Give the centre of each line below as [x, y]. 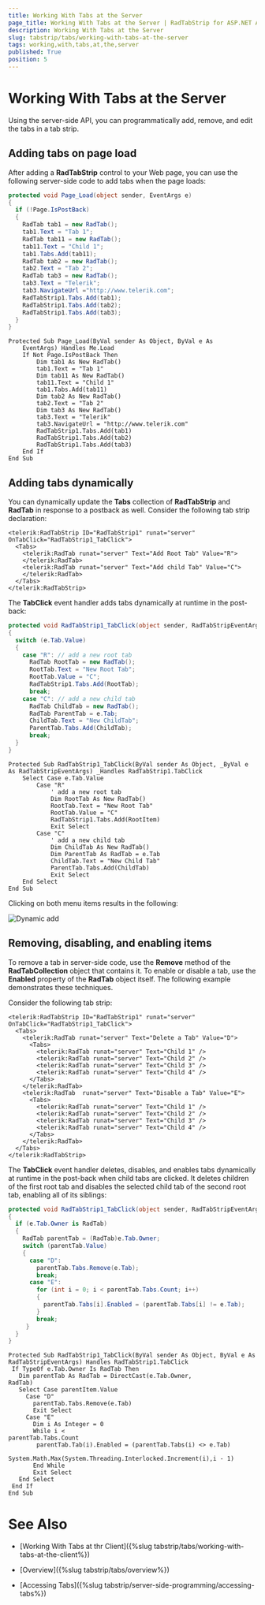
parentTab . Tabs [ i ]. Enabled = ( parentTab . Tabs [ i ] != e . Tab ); [144, 1305]
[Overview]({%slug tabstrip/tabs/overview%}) [94, 1570]
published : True [35, 52]
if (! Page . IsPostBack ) [52, 210]
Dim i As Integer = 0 [68, 1424]
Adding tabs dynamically [71, 483]
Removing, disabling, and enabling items [110, 943]
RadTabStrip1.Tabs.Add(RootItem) [105, 819]
